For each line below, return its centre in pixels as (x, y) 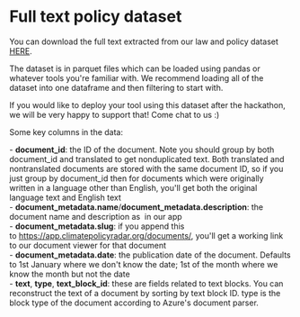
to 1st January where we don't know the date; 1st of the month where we (144, 264)
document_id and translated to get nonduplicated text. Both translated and (147, 158)
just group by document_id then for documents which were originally (137, 178)
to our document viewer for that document (88, 245)
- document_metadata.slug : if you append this (97, 226)
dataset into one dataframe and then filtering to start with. (116, 87)
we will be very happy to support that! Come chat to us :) (115, 114)
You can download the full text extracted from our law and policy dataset (144, 41)
